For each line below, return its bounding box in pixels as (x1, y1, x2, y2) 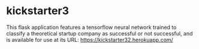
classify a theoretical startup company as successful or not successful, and (6, 30, 193, 37)
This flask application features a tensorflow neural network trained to (6, 24, 177, 31)
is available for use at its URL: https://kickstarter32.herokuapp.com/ (6, 36, 174, 43)
